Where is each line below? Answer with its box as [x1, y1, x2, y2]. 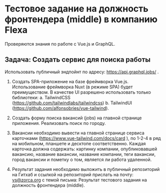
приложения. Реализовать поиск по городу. [11, 120, 106, 126]
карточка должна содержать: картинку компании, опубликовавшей [11, 146, 157, 152]
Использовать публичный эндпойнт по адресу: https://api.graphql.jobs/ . [4, 69, 159, 75]
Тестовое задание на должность [4, 3, 148, 15]
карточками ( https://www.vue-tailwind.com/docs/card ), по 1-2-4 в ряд [11, 135, 161, 141]
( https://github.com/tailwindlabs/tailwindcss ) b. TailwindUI [11, 100, 132, 106]
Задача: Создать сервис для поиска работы [4, 56, 151, 64]
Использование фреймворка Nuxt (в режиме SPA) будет [11, 84, 133, 90]
